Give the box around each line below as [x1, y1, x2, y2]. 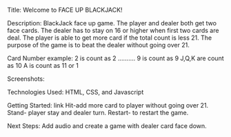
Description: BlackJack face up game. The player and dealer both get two [7, 19, 217, 27]
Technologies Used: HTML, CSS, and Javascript [7, 88, 144, 96]
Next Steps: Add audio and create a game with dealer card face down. [7, 122, 207, 129]
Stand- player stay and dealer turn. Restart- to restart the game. [7, 109, 189, 116]
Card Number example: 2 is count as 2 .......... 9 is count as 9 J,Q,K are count [7, 54, 224, 62]
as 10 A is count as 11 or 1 [7, 62, 79, 69]
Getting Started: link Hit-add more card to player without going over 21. [7, 101, 209, 109]
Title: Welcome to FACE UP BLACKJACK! [7, 6, 123, 14]
